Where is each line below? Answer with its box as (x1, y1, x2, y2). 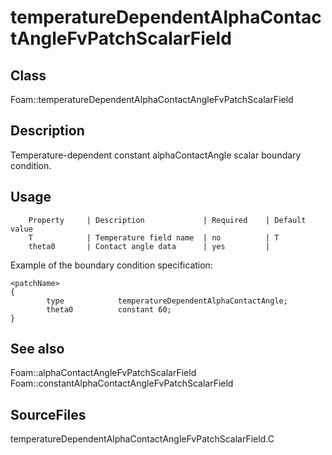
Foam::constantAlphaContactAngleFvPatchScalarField (10, 377, 234, 390)
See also (10, 341, 65, 358)
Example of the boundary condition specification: (10, 259, 213, 271)
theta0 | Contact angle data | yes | (28, 241, 271, 251)
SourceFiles (10, 406, 87, 423)
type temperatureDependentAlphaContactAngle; (46, 296, 288, 306)
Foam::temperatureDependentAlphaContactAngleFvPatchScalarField (10, 94, 294, 105)
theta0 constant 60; (46, 304, 172, 315)
